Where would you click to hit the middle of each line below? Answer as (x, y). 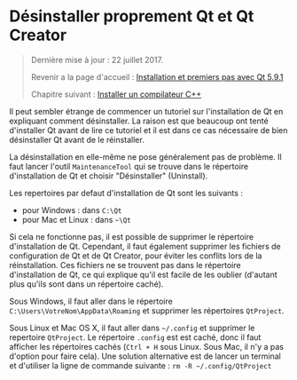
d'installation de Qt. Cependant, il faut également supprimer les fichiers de (145, 246)
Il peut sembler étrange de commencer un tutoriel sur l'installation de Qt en (146, 111)
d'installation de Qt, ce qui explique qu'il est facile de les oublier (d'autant (143, 274)
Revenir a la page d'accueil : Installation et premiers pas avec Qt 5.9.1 (157, 76)
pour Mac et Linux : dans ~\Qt (76, 219)
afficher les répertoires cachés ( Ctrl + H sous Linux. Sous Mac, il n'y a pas (146, 346)
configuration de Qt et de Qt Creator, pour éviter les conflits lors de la (136, 256)
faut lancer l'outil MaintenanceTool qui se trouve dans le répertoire (129, 166)
